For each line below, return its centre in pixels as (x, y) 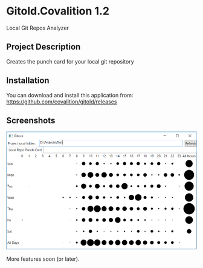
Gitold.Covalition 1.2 (58, 11)
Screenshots (31, 120)
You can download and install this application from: (70, 95)
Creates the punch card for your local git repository (70, 61)
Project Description (43, 47)
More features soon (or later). (43, 259)
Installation (28, 81)
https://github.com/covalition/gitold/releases (62, 102)
